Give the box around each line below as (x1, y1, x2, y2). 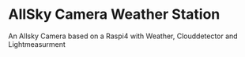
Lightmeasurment (8, 39, 66, 48)
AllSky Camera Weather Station (8, 5, 220, 23)
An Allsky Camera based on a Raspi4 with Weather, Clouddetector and (8, 31, 239, 41)
